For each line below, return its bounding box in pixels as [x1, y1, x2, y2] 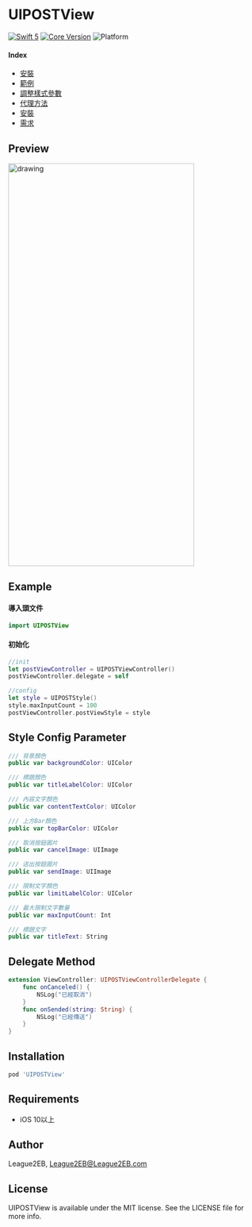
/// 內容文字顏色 [8, 795, 58, 803]
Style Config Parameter [8, 731, 127, 744]
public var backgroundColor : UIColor [8, 760, 133, 767]
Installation [8, 1049, 65, 1063]
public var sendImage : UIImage [8, 867, 112, 876]
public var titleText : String [8, 933, 109, 941]
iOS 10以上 [19, 1114, 55, 1124]
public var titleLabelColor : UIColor [8, 781, 133, 789]
